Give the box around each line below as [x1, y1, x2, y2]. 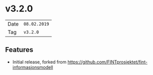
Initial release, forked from [12, 58, 67, 65]
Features [5, 45, 33, 54]
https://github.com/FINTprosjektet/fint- [67, 58, 148, 65]
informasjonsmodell [12, 64, 53, 70]
